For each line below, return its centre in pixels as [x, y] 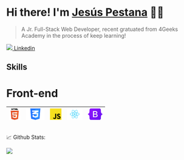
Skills [17, 67]
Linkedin [24, 48]
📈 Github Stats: [26, 137]
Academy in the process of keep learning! [73, 35]
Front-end [32, 93]
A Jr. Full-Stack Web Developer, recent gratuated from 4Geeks [99, 29]
